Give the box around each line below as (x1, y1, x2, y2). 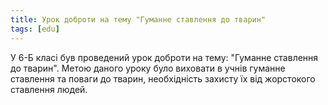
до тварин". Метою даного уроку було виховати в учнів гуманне (10, 62, 286, 74)
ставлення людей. (10, 83, 88, 95)
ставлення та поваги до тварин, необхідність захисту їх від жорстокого (10, 72, 316, 85)
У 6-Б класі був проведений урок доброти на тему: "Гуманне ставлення (10, 51, 319, 63)
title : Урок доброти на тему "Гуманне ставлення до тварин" (10, 14, 267, 25)
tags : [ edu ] (10, 24, 60, 34)
